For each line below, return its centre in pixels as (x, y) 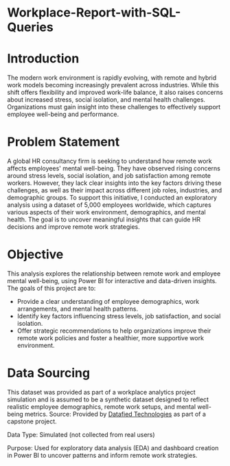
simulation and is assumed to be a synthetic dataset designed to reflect (108, 399)
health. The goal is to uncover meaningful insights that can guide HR (104, 220)
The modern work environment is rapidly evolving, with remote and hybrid (112, 78)
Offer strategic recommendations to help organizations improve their (114, 331)
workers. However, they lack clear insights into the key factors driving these (114, 183)
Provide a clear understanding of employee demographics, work (108, 301)
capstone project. (32, 421)
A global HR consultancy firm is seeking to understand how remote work (110, 161)
